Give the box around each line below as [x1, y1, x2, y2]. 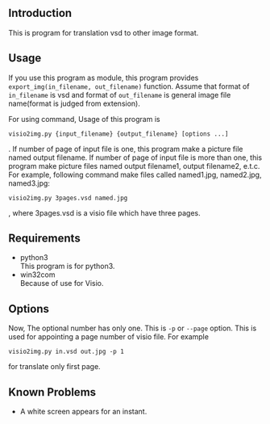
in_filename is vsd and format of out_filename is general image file [8, 90, 231, 99]
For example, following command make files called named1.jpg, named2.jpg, [8, 170, 262, 179]
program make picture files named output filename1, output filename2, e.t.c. [8, 161, 260, 170]
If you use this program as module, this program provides [8, 73, 199, 82]
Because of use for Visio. [19, 279, 104, 288]
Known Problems [8, 385, 97, 399]
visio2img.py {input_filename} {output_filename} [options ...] [8, 129, 229, 138]
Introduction [8, 6, 73, 20]
